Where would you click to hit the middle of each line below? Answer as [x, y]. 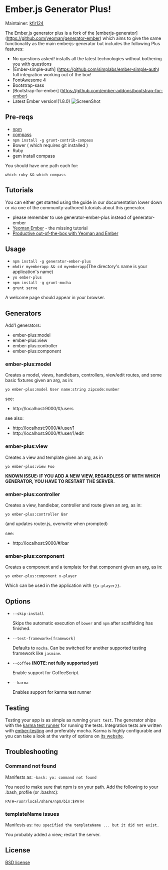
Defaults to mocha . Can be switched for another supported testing [79, 648]
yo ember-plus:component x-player [41, 576]
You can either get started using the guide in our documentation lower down [84, 202]
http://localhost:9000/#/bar [40, 543]
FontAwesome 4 [29, 80]
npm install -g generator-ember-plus [52, 262]
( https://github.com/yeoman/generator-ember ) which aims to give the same [83, 38]
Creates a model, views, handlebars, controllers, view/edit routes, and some [83, 375]
